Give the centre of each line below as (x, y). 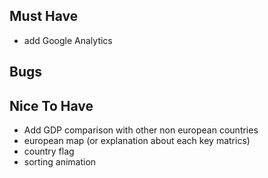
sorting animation (60, 162)
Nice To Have (51, 105)
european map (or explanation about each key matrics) (137, 141)
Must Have (44, 16)
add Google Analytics (68, 40)
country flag (49, 151)
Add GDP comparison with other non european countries (141, 130)
